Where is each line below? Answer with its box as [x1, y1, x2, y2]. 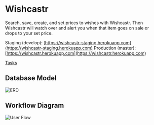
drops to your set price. [5, 30, 53, 36]
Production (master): [93, 45, 136, 51]
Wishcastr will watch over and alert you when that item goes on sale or [5, 25, 149, 31]
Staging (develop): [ [5, 39, 45, 45]
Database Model [5, 74, 57, 82]
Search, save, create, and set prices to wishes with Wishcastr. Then [5, 20, 143, 26]
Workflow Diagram [5, 101, 64, 110]
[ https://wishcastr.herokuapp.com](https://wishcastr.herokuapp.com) [5, 50, 147, 56]
